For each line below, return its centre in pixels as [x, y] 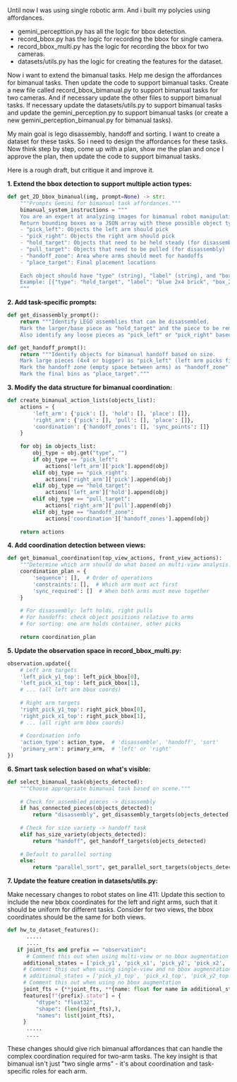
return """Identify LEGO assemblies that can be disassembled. [115, 322]
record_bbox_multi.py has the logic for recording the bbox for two [113, 46]
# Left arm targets [49, 670]
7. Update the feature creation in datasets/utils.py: [83, 881]
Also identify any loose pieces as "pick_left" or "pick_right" [116, 335]
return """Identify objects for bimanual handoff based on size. [118, 354]
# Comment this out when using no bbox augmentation [102, 983]
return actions [42, 532]
